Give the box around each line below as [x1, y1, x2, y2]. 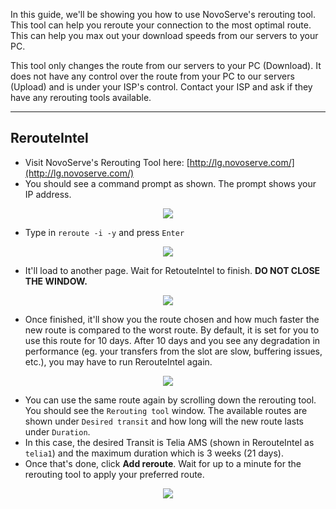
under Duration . [24, 425, 91, 438]
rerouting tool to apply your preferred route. [24, 468, 205, 480]
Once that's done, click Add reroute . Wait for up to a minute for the [24, 457, 302, 469]
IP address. [24, 188, 72, 200]
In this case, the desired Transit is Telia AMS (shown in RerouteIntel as [24, 436, 315, 448]
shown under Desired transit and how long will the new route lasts [24, 415, 304, 427]
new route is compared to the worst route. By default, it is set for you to [24, 324, 320, 336]
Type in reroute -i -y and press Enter [24, 226, 185, 238]
